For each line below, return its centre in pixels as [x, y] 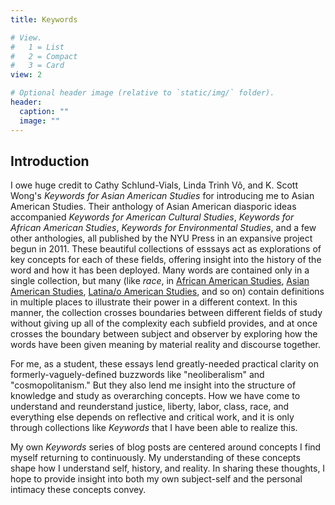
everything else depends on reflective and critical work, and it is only [152, 417]
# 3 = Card [37, 66]
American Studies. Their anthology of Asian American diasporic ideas [153, 207]
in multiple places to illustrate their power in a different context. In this [154, 302]
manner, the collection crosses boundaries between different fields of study [166, 313]
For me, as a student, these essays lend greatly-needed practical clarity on [164, 364]
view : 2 [26, 75]
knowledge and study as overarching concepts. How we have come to [155, 396]
